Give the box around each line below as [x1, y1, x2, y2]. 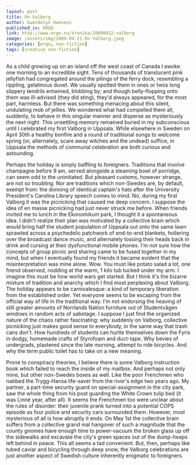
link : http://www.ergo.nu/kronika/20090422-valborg [6, 30, 135, 36]
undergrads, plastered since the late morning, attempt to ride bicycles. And [6, 341, 187, 348]
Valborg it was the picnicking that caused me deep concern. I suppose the [6, 198, 185, 205]
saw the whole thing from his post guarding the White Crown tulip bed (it [6, 390, 181, 397]
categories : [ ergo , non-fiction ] [6, 42, 88, 47]
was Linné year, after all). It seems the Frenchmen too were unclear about [6, 396, 184, 403]
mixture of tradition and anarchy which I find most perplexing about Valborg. [6, 279, 190, 286]
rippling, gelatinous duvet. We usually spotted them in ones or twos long [6, 81, 180, 88]
